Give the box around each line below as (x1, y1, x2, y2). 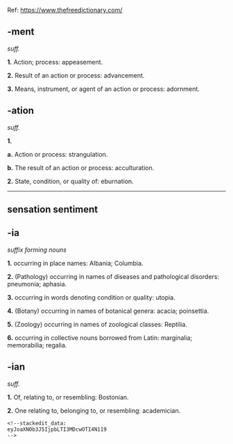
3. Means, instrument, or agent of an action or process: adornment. (7, 85, 200, 93)
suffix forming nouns (7, 246, 67, 254)
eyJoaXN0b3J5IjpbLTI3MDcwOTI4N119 (7, 426, 107, 433)
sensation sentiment (7, 204, 98, 216)
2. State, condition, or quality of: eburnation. (7, 177, 134, 185)
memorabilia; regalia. (7, 341, 67, 349)
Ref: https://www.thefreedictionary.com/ (7, 6, 123, 14)
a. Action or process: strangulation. (7, 150, 108, 158)
